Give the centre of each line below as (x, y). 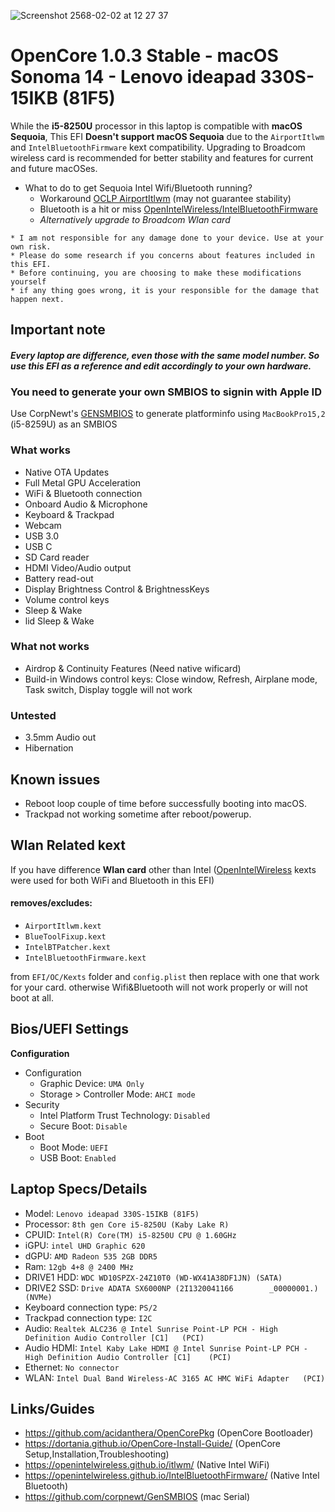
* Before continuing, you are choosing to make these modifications (156, 273)
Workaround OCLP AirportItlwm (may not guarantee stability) (165, 198)
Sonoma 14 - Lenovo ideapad (133, 77)
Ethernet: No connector (72, 1367)
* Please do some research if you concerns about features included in (162, 255)
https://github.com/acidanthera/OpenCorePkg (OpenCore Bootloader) (169, 1433)
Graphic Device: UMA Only (92, 1083)
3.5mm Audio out (60, 737)
